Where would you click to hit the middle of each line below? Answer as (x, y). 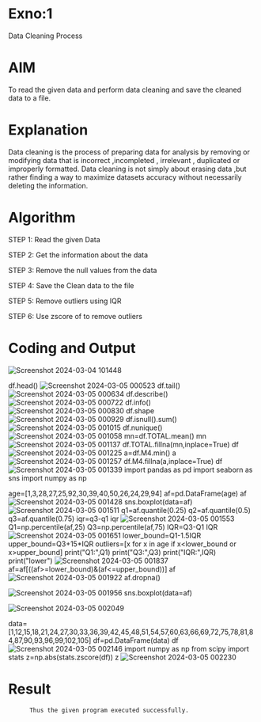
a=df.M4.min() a (150, 453)
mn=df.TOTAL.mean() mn (165, 435)
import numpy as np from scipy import (186, 648)
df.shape (140, 410)
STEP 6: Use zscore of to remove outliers (75, 316)
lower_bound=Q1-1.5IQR (162, 535)
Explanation (48, 130)
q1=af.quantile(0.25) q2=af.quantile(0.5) (186, 510)
